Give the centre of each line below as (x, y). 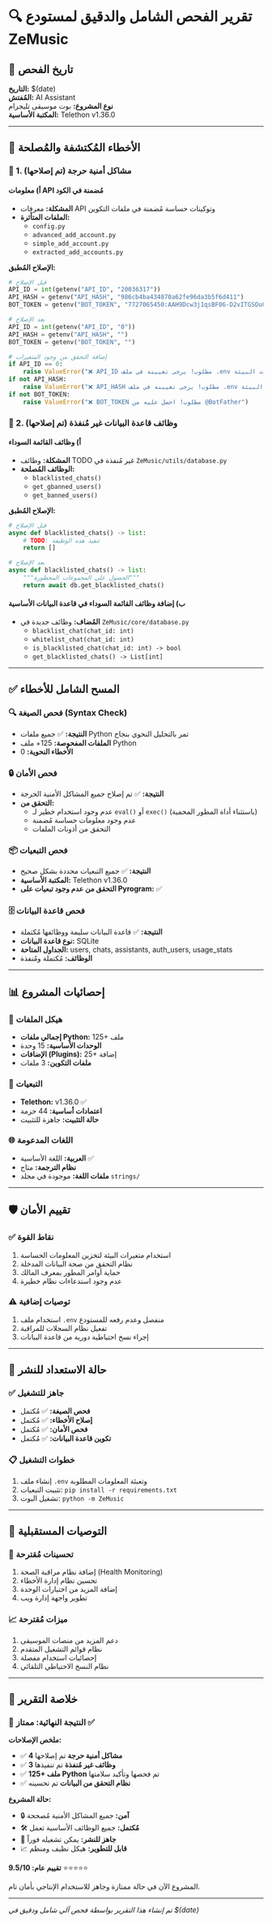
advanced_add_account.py (74, 235)
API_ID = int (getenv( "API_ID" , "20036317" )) (85, 290)
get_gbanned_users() (67, 486)
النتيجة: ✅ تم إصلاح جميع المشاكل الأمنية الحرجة (92, 793)
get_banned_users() (65, 495)
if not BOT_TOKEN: (39, 394)
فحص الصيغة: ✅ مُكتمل (55, 1411)
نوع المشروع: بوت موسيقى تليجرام (61, 106)
